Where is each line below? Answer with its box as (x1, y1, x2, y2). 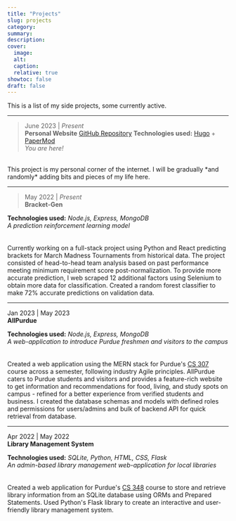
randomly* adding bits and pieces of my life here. (7, 173, 150, 181)
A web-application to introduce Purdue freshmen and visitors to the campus (7, 337, 228, 346)
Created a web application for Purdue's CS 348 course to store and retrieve (7, 483, 226, 492)
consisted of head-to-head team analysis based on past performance (7, 259, 209, 267)
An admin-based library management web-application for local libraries (7, 461, 216, 470)
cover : (7, 43, 27, 50)
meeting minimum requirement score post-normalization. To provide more (7, 266, 221, 275)
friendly (7, 506, 30, 514)
